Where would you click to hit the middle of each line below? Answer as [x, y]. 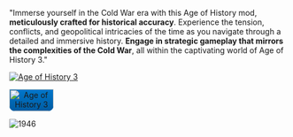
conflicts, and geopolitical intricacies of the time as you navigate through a [145, 31]
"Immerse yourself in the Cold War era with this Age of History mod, [133, 13]
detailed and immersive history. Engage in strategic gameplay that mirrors [146, 41]
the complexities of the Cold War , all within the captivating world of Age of [146, 50]
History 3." [29, 60]
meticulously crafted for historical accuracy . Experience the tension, [137, 22]
